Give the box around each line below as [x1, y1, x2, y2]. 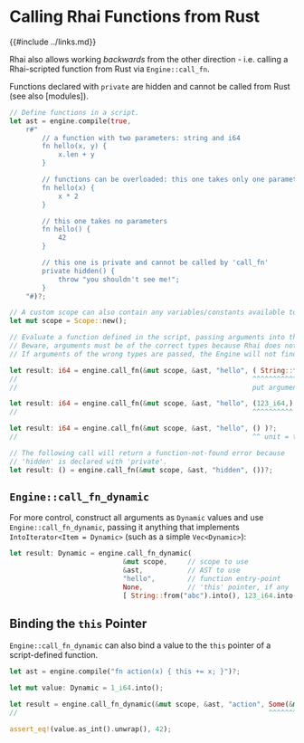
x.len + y [57, 150, 95, 159]
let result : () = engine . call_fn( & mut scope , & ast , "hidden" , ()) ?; [9, 465, 273, 474]
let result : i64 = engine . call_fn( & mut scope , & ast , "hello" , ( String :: [9, 366, 294, 375]
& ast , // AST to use [122, 566, 242, 576]
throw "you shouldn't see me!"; [57, 274, 180, 284]
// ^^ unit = [9, 433, 290, 442]
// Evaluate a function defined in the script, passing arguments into [9, 333, 285, 342]
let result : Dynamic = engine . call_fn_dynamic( [9, 549, 193, 558]
